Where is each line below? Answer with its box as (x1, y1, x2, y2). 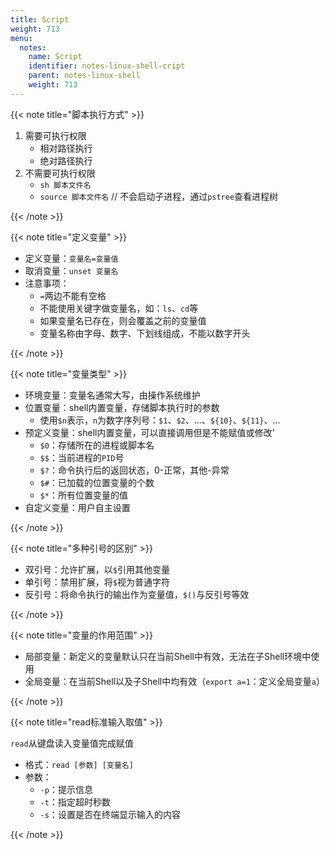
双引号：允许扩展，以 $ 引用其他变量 (24, 563, 170, 575)
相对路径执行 (39, 142, 93, 154)
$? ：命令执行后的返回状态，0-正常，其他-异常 (39, 464, 230, 476)
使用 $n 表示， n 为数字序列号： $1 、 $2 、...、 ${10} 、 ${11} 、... (39, 414, 281, 426)
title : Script (10, 14, 70, 25)
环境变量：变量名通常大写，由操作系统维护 (24, 389, 201, 401)
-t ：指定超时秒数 (39, 796, 111, 808)
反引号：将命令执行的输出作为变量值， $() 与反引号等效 (24, 588, 250, 600)
